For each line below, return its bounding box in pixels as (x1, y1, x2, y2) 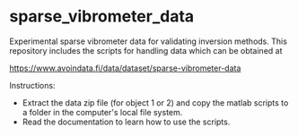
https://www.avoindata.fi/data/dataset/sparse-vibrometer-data (9, 63, 241, 73)
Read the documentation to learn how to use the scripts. (22, 116, 231, 127)
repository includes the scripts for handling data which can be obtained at (9, 45, 283, 55)
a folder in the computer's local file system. (22, 106, 183, 117)
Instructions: (9, 80, 56, 90)
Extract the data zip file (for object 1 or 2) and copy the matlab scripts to (22, 97, 289, 108)
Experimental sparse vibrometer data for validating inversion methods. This (9, 36, 287, 47)
